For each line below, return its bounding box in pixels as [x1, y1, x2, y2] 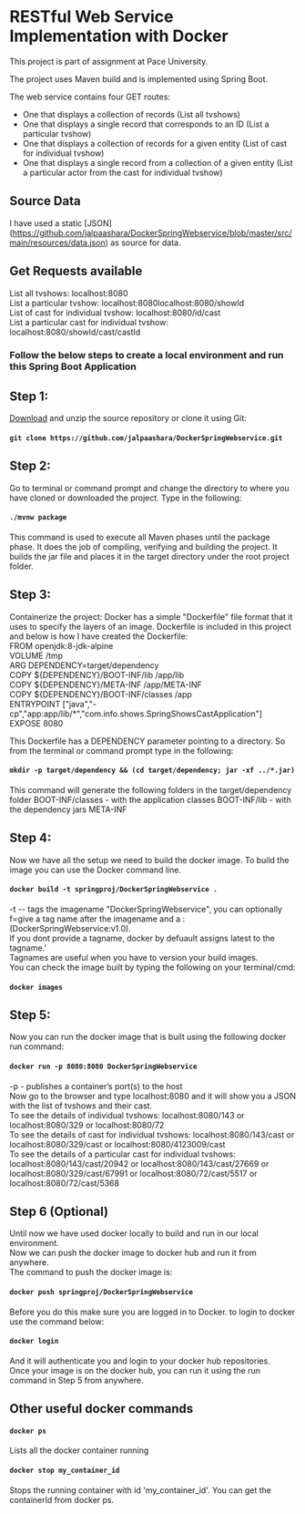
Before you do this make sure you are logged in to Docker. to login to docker [9, 1306, 296, 1317]
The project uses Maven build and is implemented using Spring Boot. [9, 73, 269, 84]
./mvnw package [9, 513, 67, 522]
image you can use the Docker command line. [9, 864, 182, 875]
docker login [9, 1337, 59, 1346]
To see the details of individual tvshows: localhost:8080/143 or [9, 1109, 245, 1120]
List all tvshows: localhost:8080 [9, 287, 128, 298]
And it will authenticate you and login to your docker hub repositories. [9, 1355, 270, 1366]
